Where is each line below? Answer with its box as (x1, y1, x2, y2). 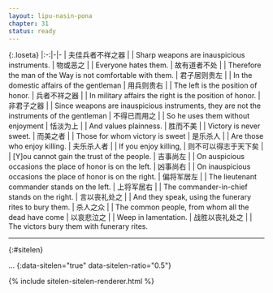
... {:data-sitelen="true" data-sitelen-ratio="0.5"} (8, 261, 172, 270)
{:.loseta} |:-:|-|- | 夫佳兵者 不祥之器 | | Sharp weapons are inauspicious (8, 50, 245, 60)
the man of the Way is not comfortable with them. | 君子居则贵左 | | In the (8, 71, 253, 80)
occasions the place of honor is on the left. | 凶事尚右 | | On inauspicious (8, 162, 251, 171)
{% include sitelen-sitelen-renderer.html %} (8, 277, 154, 287)
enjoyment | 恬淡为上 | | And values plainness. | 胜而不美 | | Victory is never (8, 121, 261, 131)
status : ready (8, 27, 57, 35)
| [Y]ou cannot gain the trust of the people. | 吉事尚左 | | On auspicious (8, 152, 245, 162)
